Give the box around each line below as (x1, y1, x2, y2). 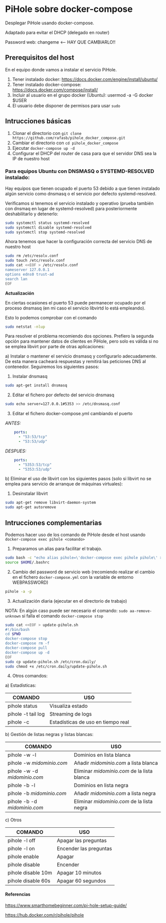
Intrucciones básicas (5, 117, 72, 125)
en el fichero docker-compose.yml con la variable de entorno (12, 574, 134, 580)
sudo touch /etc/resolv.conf (5, 258, 65, 263)
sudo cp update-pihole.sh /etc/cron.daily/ (5, 659, 96, 664)
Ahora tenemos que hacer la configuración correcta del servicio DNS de (5, 239, 152, 245)
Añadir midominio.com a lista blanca (74, 760, 158, 767)
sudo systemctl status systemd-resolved (5, 220, 90, 225)
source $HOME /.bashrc (5, 559, 50, 565)
